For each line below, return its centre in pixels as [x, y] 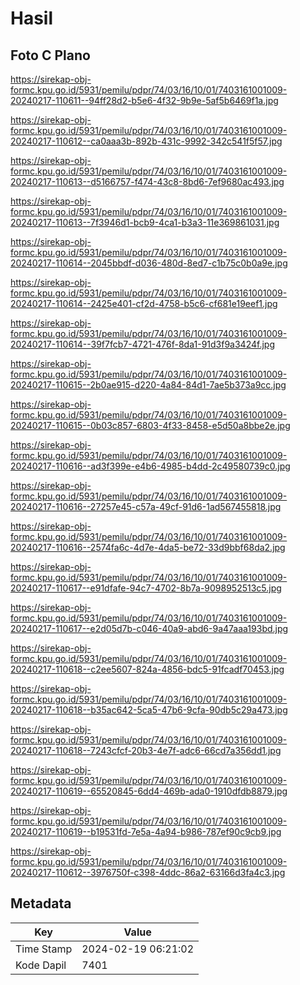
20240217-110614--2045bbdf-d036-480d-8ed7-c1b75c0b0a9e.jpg [149, 263]
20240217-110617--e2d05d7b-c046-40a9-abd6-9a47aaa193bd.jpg [149, 628]
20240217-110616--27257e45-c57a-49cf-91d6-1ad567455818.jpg [146, 506]
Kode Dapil [41, 965]
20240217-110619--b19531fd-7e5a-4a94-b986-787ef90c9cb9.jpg [146, 831]
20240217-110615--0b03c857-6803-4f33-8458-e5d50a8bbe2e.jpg [150, 425]
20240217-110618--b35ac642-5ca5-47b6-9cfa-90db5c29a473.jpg [149, 710]
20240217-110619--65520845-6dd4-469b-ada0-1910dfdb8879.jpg [149, 791]
